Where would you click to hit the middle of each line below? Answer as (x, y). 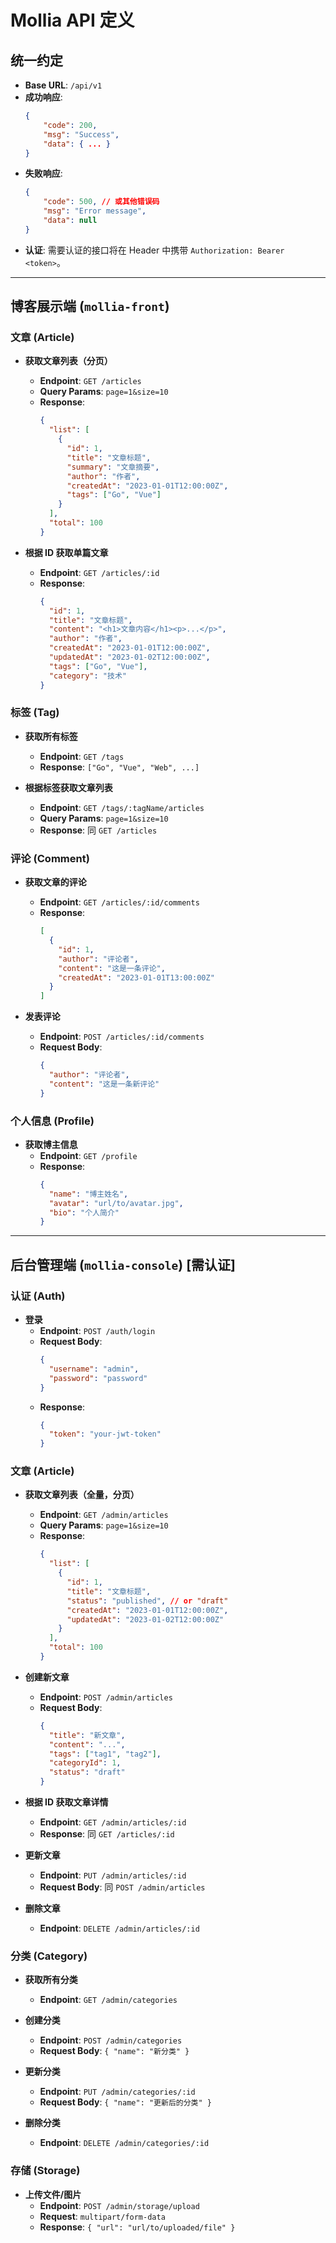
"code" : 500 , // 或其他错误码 (101, 202)
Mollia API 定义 (72, 20)
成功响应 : (43, 97)
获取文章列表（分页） (68, 361)
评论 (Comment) (50, 858)
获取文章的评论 (55, 882)
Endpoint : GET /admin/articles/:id (113, 1822)
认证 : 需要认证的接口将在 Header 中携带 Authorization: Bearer (154, 250)
